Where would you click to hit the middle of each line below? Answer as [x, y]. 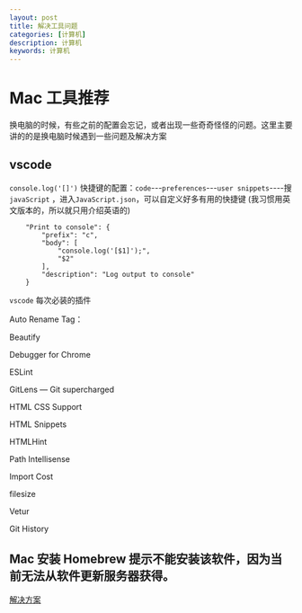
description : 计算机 [46, 43]
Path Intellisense [40, 458]
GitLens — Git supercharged [62, 389]
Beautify [25, 337]
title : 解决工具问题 [44, 26]
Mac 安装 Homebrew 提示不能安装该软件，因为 [140, 560]
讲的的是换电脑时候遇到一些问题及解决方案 [88, 137]
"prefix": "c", [70, 235]
